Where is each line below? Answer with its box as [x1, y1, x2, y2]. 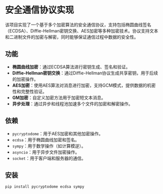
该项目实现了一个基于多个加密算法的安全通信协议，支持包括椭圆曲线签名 [5, 22, 151, 28]
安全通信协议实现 [5, 4, 75, 16]
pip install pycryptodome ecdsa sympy [5, 184, 84, 190]
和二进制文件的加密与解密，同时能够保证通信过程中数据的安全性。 [5, 34, 138, 40]
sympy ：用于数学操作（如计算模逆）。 [12, 143, 86, 149]
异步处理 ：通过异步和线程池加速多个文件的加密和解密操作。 [12, 100, 133, 106]
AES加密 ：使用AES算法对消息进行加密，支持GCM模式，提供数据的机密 [12, 82, 156, 88]
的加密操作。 [12, 76, 38, 82]
